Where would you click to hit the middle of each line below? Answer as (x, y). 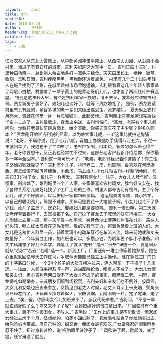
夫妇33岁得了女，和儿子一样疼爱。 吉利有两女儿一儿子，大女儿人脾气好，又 (81, 177)
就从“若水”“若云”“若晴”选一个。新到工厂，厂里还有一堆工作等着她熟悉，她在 (81, 250)
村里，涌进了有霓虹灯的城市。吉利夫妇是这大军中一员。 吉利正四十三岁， (78, 67)
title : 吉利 (16, 14)
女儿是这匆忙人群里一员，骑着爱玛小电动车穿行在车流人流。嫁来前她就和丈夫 (82, 232)
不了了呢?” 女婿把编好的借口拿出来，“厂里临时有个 (103, 306)
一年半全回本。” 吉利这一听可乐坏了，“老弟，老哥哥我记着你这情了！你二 (81, 159)
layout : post (23, 10)
